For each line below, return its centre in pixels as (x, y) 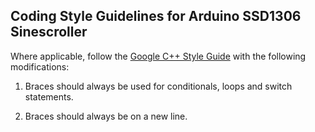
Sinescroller (49, 32)
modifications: (40, 66)
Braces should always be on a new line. (106, 116)
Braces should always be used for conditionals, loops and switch (158, 86)
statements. (49, 96)
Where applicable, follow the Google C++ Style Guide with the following (158, 56)
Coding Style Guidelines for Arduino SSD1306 (156, 16)
